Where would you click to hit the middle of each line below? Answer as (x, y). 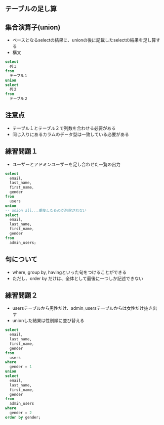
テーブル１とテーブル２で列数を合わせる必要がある (64, 128)
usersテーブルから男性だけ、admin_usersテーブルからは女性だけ (78, 308)
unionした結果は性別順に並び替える (48, 321)
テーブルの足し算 (31, 9)
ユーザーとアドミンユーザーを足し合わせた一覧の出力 (66, 164)
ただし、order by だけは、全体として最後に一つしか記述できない (78, 278)
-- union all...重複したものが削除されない (46, 210)
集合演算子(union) (33, 27)
